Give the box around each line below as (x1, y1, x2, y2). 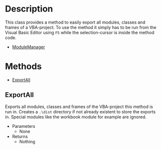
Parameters (12, 123, 35, 129)
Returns (12, 134, 28, 139)
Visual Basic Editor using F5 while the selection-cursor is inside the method (5, 29, 155, 35)
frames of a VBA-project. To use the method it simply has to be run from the (5, 24, 157, 30)
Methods (5, 61, 42, 72)
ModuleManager (12, 44, 45, 50)
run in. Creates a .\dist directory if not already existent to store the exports (5, 108, 156, 114)
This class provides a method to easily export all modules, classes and (5, 19, 146, 25)
